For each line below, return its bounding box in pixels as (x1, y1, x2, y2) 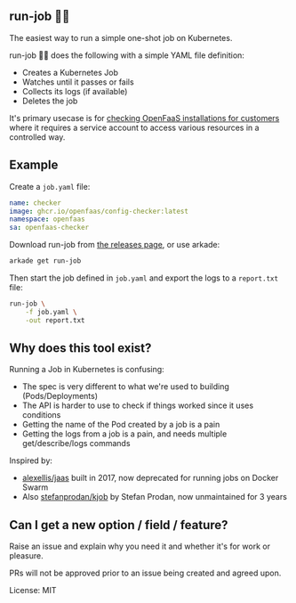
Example (9, 158, 59, 173)
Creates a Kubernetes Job (21, 67, 118, 77)
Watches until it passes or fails (21, 77, 135, 87)
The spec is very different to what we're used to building (21, 381, 229, 392)
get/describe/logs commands (21, 438, 131, 449)
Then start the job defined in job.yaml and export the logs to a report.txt (9, 273, 278, 283)
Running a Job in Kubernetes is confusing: (9, 364, 164, 375)
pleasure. (9, 550, 44, 561)
